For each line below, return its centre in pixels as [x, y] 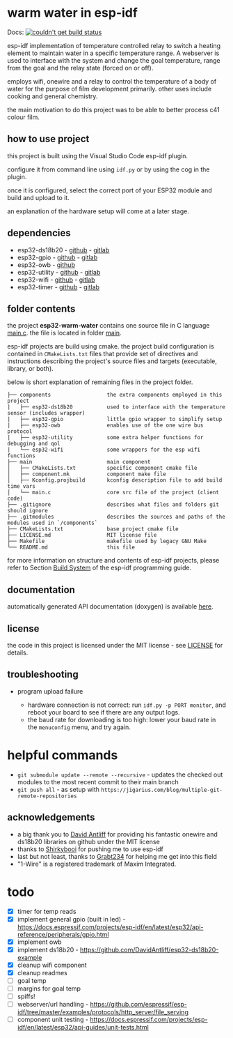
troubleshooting [43, 674]
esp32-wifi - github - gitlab [56, 280]
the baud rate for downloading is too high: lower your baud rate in [122, 719]
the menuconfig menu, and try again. [79, 727]
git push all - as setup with [58, 789]
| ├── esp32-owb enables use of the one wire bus [105, 426]
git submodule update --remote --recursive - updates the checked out [120, 774]
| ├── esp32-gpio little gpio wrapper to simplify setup [115, 420]
